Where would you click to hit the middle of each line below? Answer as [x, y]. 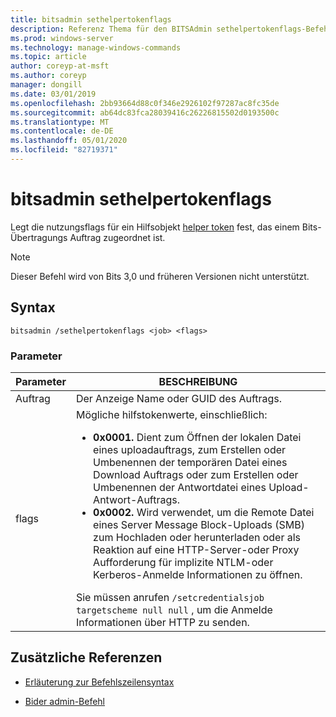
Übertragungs [39, 237]
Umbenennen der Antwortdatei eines [180, 487]
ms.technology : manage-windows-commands [96, 47]
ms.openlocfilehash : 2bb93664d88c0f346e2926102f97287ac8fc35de [145, 103]
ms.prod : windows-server [62, 38]
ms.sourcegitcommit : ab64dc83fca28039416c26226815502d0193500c [145, 112]
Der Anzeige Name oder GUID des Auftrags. [179, 398]
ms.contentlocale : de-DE [62, 131]
